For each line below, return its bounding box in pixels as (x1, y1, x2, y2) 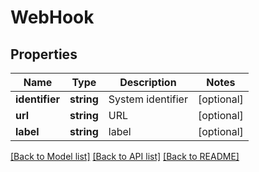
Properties (10, 46, 78, 63)
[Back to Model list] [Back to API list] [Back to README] (10, 151, 240, 162)
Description (119, 76, 177, 89)
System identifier (108, 92, 188, 106)
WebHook (10, 6, 95, 29)
